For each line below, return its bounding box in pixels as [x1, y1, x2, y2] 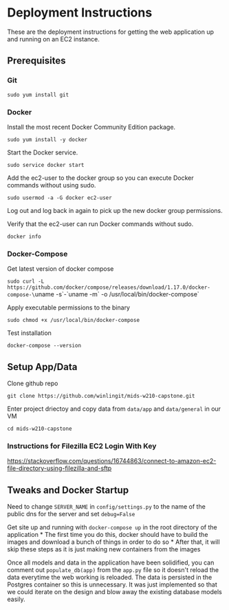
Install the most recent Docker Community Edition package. [7, 123, 176, 131]
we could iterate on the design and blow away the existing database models [7, 588, 222, 596]
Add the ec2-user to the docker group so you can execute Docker [7, 174, 194, 182]
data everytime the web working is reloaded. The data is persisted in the [7, 573, 212, 582]
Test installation [7, 329, 52, 337]
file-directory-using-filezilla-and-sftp [7, 464, 112, 473]
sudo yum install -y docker [7, 136, 88, 143]
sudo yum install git [7, 91, 69, 98]
